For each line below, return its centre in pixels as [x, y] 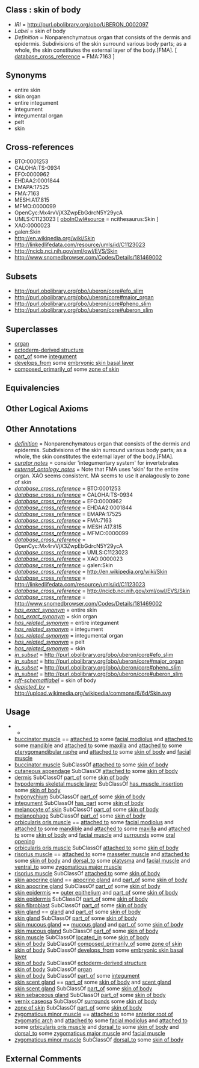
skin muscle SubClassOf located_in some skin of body [82, 937]
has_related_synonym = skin [50, 648]
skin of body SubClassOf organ [53, 969]
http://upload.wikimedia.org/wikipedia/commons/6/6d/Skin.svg [93, 693]
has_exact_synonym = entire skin [56, 610]
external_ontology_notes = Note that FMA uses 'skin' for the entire [96, 469]
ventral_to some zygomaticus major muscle [68, 867]
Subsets [21, 276]
